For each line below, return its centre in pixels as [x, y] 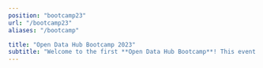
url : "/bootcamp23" [40, 23]
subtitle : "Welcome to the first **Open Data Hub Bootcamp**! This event [132, 52]
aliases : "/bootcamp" [44, 30]
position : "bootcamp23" [47, 15]
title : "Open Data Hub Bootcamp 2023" [72, 44]
